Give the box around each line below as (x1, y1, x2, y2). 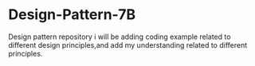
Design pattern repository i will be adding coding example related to (8, 32, 231, 41)
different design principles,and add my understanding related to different (8, 40, 248, 49)
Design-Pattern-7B (8, 6, 136, 24)
